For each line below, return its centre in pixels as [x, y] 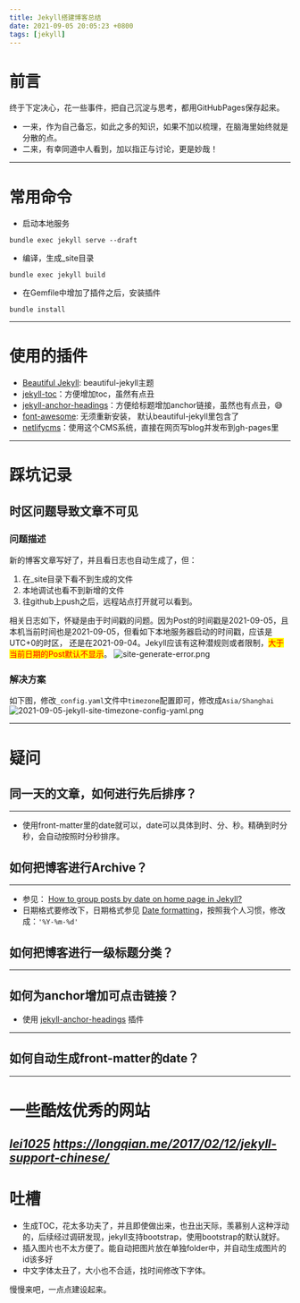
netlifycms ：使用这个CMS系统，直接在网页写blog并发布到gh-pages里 [150, 428]
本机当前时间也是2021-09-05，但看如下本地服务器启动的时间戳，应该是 [141, 632]
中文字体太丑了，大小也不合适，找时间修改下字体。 [116, 1271]
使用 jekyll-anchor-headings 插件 [83, 1019]
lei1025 [30, 1144]
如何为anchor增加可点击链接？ [94, 996]
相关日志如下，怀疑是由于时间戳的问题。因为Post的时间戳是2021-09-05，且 [149, 621]
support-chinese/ [59, 1158]
